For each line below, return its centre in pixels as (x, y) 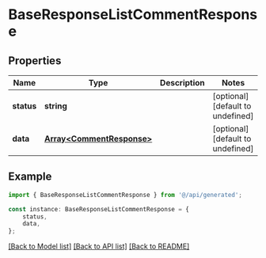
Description (182, 83)
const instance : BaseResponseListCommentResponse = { (99, 209)
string (55, 106)
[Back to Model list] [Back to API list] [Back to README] (99, 246)
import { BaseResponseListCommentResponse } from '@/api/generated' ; (125, 195)
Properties (35, 61)
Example (30, 177)
